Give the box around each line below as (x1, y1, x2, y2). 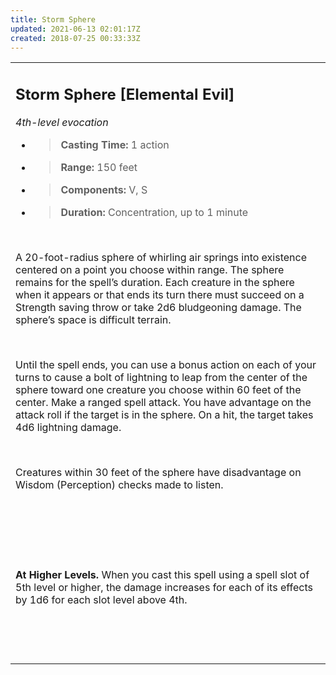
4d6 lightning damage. (15, 420, 122, 434)
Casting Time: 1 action (60, 137, 170, 151)
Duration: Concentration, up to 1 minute (60, 205, 249, 219)
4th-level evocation (15, 115, 109, 129)
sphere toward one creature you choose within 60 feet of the (15, 382, 302, 396)
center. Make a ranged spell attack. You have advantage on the (15, 395, 312, 409)
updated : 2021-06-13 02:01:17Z (10, 24, 141, 34)
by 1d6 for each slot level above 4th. (15, 592, 188, 606)
